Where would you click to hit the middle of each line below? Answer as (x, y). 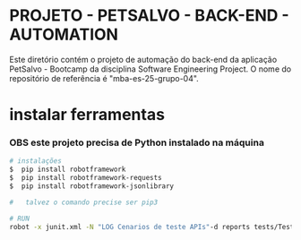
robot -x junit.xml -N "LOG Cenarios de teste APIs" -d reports (130, 227)
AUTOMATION (64, 34)
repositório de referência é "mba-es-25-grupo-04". (104, 78)
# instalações (36, 161)
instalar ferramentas (87, 115)
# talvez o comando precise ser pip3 (84, 202)
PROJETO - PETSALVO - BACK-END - (149, 16)
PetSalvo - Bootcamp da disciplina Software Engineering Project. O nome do (150, 69)
